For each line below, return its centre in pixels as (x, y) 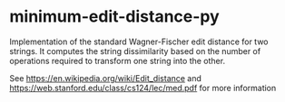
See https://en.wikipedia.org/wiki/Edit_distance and (106, 78)
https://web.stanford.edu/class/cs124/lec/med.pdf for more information (143, 88)
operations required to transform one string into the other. (117, 60)
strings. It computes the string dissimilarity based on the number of (135, 51)
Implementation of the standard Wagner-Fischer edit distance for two (139, 42)
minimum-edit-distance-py (114, 17)
